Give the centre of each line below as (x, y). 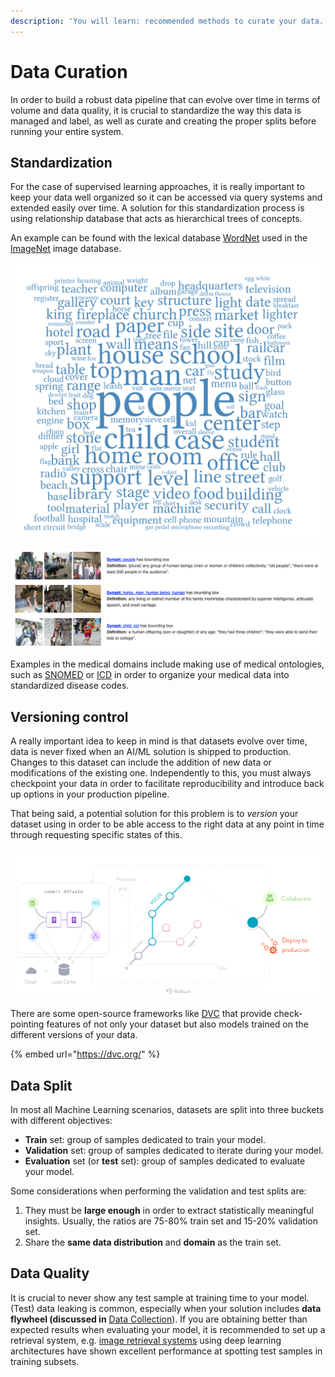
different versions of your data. (74, 1035)
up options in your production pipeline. (90, 794)
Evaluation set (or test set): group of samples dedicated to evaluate (165, 1161)
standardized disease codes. (70, 686)
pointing (27, 1024)
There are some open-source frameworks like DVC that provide (141, 1014)
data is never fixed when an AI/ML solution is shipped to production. (151, 752)
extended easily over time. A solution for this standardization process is (157, 208)
